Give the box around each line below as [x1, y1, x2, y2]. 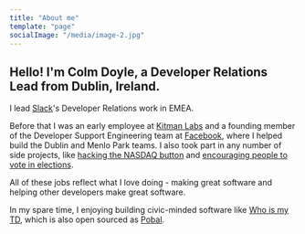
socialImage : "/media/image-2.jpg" [9, 30, 145, 39]
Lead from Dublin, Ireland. [9, 79, 161, 94]
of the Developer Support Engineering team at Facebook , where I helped [9, 130, 283, 142]
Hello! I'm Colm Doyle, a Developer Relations [9, 64, 268, 80]
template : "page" [9, 22, 76, 31]
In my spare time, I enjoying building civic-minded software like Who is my [9, 205, 289, 216]
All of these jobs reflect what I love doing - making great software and [9, 177, 272, 188]
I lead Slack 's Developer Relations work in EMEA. [9, 102, 195, 114]
